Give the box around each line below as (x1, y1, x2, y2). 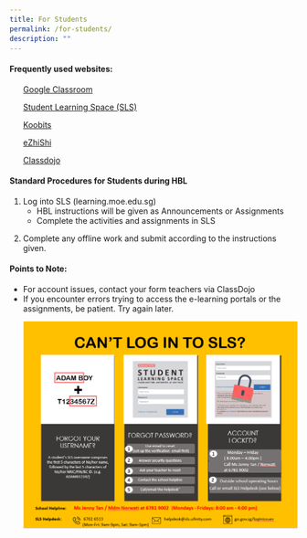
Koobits (22, 119, 52, 130)
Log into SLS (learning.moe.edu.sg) (22, 195, 157, 206)
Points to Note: (9, 263, 68, 274)
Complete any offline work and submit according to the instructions (22, 233, 277, 244)
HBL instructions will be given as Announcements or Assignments (36, 206, 285, 216)
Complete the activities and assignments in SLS (36, 215, 217, 226)
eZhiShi (22, 137, 52, 148)
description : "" (9, 34, 71, 43)
